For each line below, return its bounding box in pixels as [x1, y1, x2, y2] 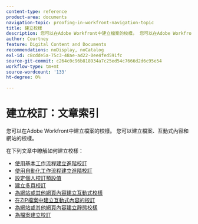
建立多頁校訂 [14, 182, 46, 189]
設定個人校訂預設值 [14, 174, 62, 182]
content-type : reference [6, 8, 67, 15]
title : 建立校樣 [6, 25, 42, 31]
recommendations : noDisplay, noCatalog [6, 47, 104, 53]
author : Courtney [6, 36, 49, 42]
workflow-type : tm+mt [6, 63, 60, 70]
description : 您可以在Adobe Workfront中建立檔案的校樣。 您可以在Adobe [6, 31, 171, 37]
